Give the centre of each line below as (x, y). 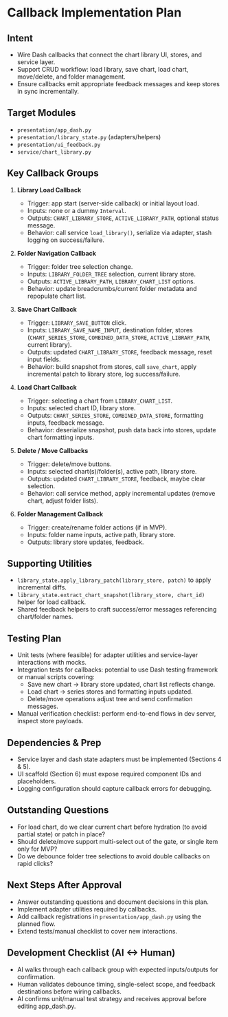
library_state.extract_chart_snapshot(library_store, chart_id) (111, 595)
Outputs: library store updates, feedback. (85, 542)
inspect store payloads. (50, 721)
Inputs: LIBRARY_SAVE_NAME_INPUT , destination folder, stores (110, 330)
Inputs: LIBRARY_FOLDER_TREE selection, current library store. (111, 274)
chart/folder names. (45, 617)
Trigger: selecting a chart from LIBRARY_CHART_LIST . (100, 401)
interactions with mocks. (52, 663)
